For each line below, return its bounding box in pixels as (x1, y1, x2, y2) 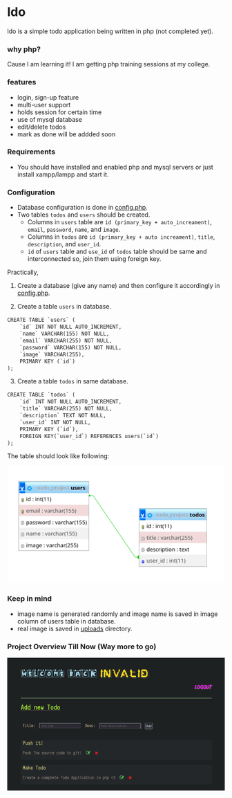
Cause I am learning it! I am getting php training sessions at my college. (7, 60, 211, 69)
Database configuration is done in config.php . (17, 203, 148, 212)
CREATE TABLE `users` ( (7, 316, 76, 324)
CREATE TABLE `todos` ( (7, 392, 76, 399)
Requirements (7, 147, 56, 156)
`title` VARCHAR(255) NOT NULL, (19, 406, 113, 412)
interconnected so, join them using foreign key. (27, 255, 162, 263)
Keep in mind (7, 594, 52, 604)
